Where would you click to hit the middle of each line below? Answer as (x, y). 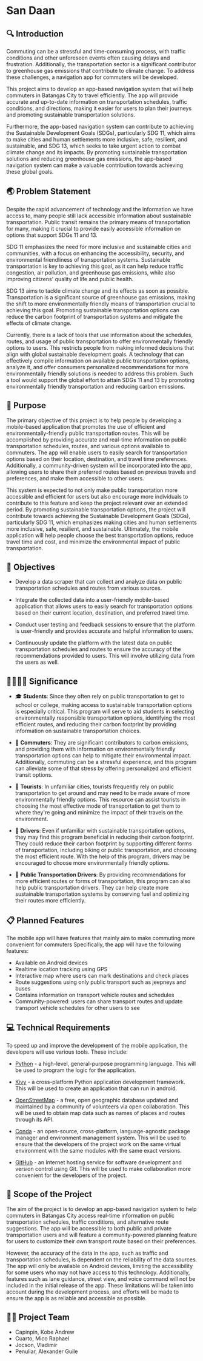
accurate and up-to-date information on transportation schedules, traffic (97, 102)
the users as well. (37, 662)
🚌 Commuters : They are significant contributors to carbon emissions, (102, 743)
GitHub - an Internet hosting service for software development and (98, 1162)
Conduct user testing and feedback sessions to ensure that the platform (105, 625)
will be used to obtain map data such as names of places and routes (100, 1113)
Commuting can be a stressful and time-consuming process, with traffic (96, 51)
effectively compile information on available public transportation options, (98, 360)
